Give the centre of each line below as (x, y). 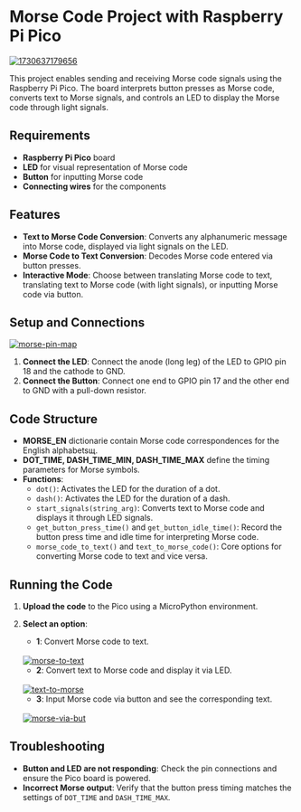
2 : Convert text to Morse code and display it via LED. (134, 670)
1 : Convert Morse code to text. (92, 641)
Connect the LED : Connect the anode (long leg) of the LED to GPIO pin (154, 362)
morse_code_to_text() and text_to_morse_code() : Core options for (159, 547)
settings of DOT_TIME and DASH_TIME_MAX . (96, 797)
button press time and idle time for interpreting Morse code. (147, 537)
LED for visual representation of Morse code (105, 167)
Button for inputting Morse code (83, 176)
